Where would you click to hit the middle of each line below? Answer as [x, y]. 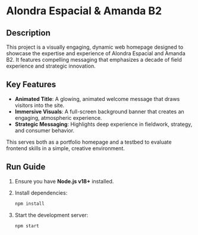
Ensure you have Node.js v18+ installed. [64, 181]
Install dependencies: [41, 193]
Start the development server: [51, 215]
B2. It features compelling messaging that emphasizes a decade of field [94, 60]
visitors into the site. [40, 105]
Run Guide [26, 167]
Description [28, 33]
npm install [29, 204]
